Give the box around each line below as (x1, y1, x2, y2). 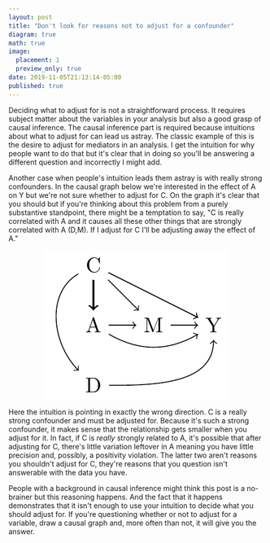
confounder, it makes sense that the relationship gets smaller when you (8, 424, 248, 434)
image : (8, 47, 31, 56)
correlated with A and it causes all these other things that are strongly (8, 216, 242, 226)
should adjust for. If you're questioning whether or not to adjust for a (8, 509, 237, 519)
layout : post (8, 13, 53, 21)
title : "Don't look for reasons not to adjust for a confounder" (8, 21, 234, 30)
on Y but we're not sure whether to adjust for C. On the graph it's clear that (8, 190, 260, 199)
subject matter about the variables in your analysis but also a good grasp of (8, 114, 262, 124)
